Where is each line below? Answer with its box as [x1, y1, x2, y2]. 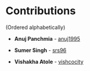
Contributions [5, 4, 76, 18]
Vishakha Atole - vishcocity [14, 58, 84, 65]
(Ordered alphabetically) [5, 24, 66, 31]
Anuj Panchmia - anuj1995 [14, 35, 80, 42]
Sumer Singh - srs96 [14, 46, 67, 54]
